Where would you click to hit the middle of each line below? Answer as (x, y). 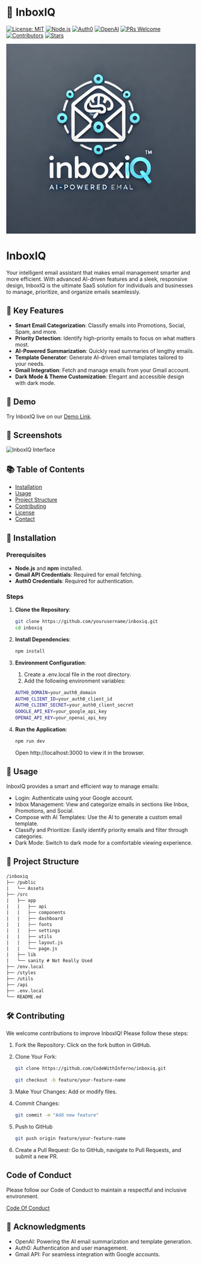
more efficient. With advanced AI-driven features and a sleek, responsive (97, 279)
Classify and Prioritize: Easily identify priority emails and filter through (101, 830)
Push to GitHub (34, 1127)
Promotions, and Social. (44, 810)
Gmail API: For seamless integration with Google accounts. (87, 1254)
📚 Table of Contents (46, 469)
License (25, 513)
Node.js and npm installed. (49, 568)
